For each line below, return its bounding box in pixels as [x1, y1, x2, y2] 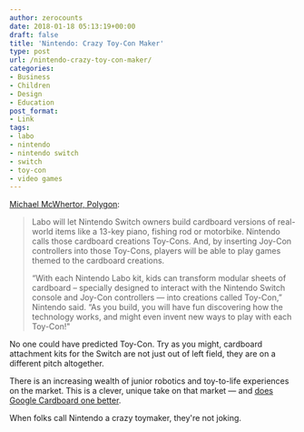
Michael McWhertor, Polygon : [9, 199, 121, 210]
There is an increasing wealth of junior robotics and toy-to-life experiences [9, 376, 289, 387]
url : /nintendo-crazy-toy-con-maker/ [9, 55, 152, 65]
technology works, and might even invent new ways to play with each [31, 311, 292, 323]
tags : [9, 124, 30, 133]
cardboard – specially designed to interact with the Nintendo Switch [31, 283, 286, 294]
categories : [9, 65, 54, 74]
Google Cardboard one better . [9, 395, 122, 406]
